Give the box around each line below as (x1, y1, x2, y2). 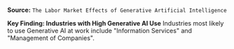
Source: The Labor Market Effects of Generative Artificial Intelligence (7, 6, 227, 14)
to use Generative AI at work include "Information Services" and (7, 27, 193, 35)
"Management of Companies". (7, 34, 95, 42)
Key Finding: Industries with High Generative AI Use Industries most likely (7, 19, 224, 27)
